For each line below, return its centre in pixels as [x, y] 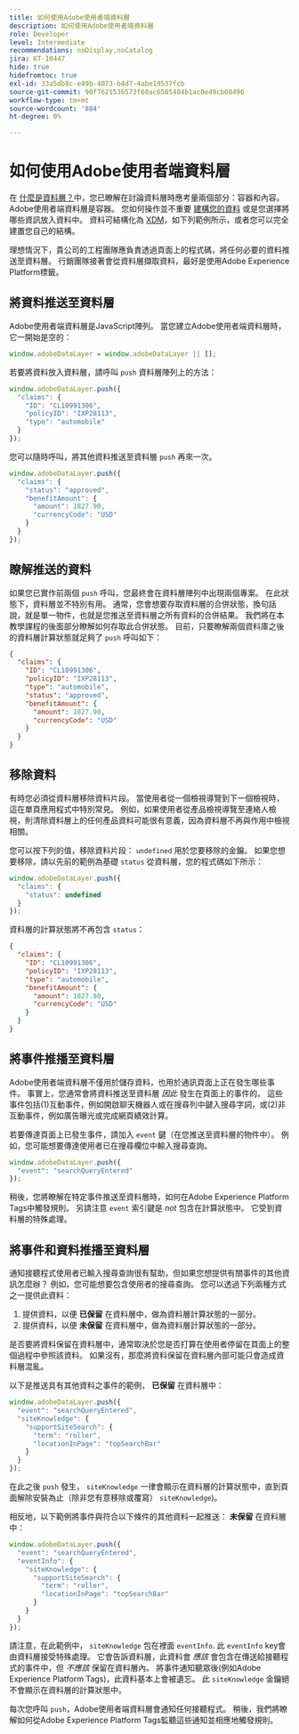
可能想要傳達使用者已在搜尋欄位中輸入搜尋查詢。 [122, 1145]
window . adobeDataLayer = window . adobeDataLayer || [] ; [113, 354]
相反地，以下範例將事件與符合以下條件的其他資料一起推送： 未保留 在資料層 [148, 1516]
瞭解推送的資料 [50, 570]
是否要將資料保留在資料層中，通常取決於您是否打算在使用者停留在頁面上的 [145, 1344]
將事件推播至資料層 [62, 1059]
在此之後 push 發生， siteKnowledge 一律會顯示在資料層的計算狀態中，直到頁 [149, 1486]
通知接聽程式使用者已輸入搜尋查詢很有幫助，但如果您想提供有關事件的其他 [145, 1273]
